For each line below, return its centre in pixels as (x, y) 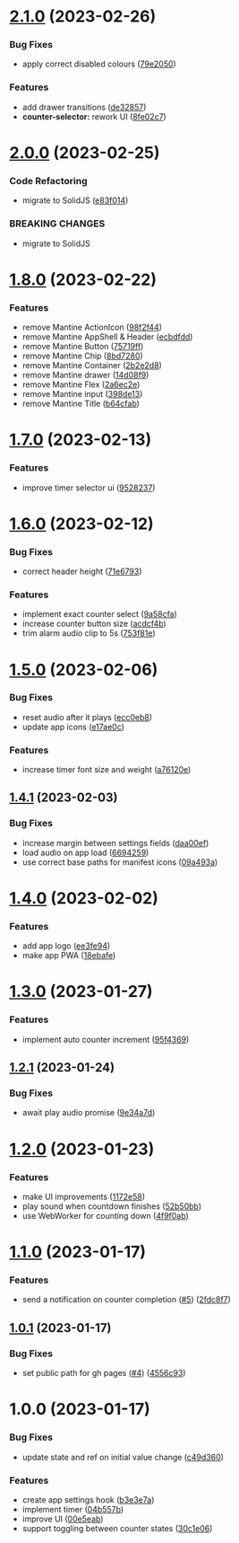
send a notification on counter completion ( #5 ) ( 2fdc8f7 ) (126, 1300)
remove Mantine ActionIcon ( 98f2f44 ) (92, 327)
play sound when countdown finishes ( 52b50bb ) (112, 1206)
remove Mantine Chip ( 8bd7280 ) (82, 356)
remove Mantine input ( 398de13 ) (82, 394)
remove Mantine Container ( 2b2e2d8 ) (92, 366)
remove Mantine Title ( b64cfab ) (81, 404)
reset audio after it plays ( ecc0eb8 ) (87, 717)
